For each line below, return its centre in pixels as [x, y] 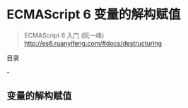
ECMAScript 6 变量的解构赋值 [94, 14]
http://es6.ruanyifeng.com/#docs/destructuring [93, 43]
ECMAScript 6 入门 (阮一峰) [64, 35]
